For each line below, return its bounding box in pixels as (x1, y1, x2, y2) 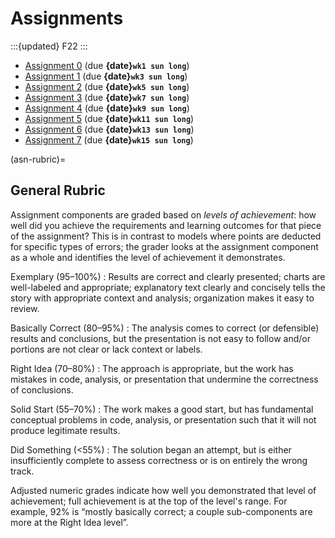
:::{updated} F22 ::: (10, 40, 88, 52)
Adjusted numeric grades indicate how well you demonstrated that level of (10, 484, 317, 496)
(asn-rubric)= (10, 153, 67, 165)
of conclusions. (10, 383, 74, 396)
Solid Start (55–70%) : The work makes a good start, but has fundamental (10, 403, 314, 415)
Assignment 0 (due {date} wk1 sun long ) (24, 59, 190, 71)
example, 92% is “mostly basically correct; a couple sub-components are (10, 505, 313, 517)
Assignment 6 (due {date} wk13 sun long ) (24, 123, 195, 135)
